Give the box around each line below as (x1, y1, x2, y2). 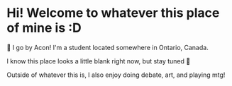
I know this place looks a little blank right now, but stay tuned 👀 (6, 56, 191, 65)
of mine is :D (6, 20, 82, 36)
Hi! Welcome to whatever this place (6, 5, 220, 21)
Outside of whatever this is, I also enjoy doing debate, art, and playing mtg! (6, 70, 226, 79)
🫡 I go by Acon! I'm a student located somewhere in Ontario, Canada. (6, 43, 209, 51)
